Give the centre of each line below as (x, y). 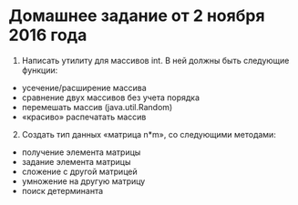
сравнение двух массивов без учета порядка (111, 97)
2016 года (48, 35)
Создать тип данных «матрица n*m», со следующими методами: (149, 134)
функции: (40, 70)
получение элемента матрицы (81, 152)
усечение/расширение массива (84, 87)
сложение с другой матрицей (79, 171)
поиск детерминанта (62, 190)
